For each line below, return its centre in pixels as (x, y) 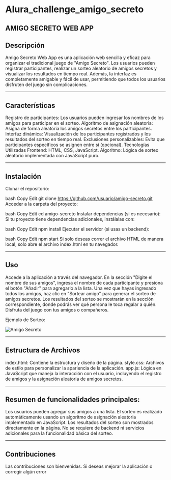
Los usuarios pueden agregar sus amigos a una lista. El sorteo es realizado (84, 412)
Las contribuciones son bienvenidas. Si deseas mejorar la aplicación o (79, 466)
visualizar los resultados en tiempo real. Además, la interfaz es (71, 74)
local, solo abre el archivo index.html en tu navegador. (62, 244)
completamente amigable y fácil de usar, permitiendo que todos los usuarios (85, 79)
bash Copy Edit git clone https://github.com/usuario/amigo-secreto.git (79, 199)
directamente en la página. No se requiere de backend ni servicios (75, 428)
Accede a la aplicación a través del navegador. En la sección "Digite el (79, 277)
